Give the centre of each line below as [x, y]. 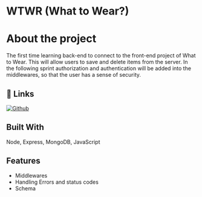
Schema [25, 188]
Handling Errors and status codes [57, 182]
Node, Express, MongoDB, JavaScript [53, 142]
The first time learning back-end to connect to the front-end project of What [101, 56]
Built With [25, 127]
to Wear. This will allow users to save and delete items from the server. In [97, 62]
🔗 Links [20, 94]
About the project [51, 39]
